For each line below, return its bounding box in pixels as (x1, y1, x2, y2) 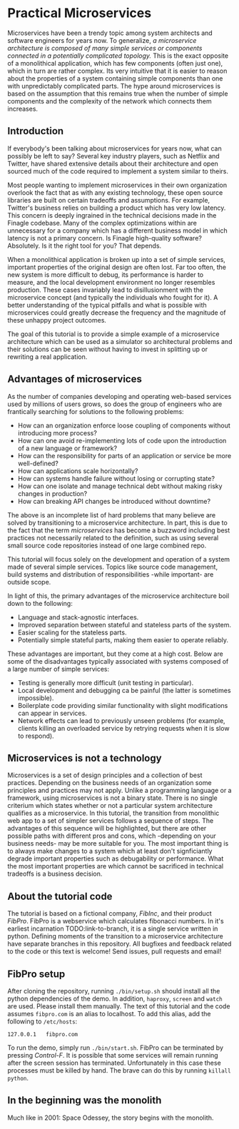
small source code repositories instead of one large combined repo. (7, 541, 207, 550)
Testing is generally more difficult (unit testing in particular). (17, 678, 194, 687)
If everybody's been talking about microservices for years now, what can (7, 144, 223, 153)
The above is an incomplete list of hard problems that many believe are (7, 510, 216, 519)
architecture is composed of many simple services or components (7, 44, 203, 52)
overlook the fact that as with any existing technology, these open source (7, 188, 223, 197)
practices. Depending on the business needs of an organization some (7, 779, 212, 787)
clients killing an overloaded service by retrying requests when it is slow (17, 724, 230, 732)
